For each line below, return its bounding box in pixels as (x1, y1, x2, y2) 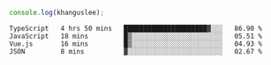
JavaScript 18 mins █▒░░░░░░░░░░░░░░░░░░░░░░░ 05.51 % (9, 32, 263, 40)
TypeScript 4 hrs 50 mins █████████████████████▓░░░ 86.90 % (9, 24, 263, 32)
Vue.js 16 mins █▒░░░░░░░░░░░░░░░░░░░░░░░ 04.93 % (9, 40, 263, 48)
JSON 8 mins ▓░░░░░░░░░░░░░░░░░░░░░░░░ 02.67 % (9, 47, 263, 56)
